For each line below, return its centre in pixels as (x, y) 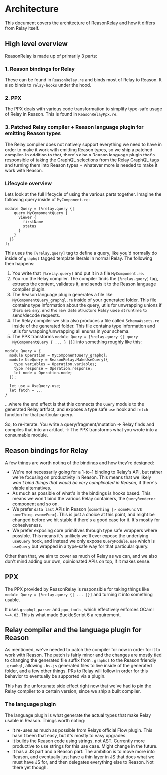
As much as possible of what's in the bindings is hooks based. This (81, 493)
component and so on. (35, 504)
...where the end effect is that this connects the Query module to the (75, 404)
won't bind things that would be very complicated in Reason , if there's (84, 482)
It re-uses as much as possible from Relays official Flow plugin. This (82, 730)
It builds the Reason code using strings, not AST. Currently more (79, 741)
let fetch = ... (26, 390)
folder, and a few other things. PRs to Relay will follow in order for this (77, 671)
